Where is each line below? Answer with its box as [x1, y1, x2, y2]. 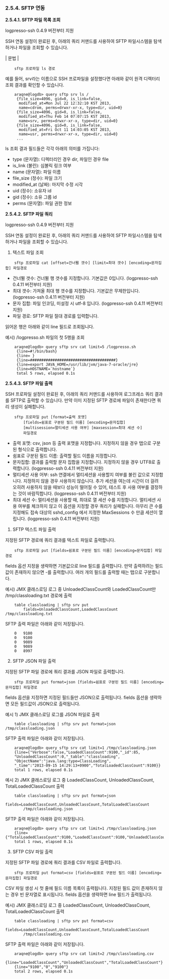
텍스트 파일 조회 [12, 249, 44, 255]
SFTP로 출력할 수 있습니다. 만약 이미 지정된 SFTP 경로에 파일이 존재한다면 [10, 397, 156, 403]
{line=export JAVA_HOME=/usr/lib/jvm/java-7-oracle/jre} [16, 362, 138, 367]
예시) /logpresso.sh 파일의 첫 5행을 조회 [5, 334, 84, 340]
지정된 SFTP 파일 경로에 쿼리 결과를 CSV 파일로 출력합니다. [5, 860, 122, 866]
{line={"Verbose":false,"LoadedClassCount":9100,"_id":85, [14, 750, 141, 755]
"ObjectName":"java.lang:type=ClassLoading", [14, 759, 112, 764]
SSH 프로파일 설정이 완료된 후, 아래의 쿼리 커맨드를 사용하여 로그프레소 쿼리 [5, 391, 154, 397]
